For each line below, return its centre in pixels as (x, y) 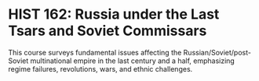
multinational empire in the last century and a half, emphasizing (133, 61)
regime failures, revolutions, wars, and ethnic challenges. (100, 69)
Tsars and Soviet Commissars (108, 31)
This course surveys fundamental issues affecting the (95, 52)
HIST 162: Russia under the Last (114, 14)
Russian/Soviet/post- (217, 52)
